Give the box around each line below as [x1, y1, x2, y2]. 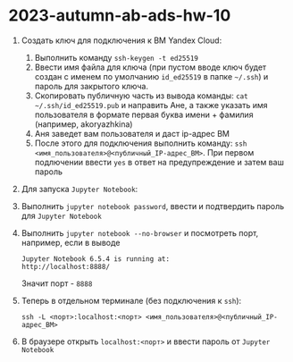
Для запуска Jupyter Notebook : [21, 183, 138, 194]
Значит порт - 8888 [21, 278, 93, 289]
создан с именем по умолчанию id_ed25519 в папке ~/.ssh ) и [34, 71, 269, 81]
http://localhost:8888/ [21, 262, 111, 271]
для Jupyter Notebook [21, 210, 102, 221]
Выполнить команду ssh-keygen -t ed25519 [34, 52, 198, 63]
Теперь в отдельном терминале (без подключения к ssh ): [21, 295, 242, 306]
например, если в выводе [21, 237, 121, 248]
